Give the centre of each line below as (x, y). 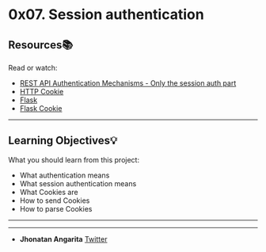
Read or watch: (33, 68)
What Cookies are (49, 192)
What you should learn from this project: (74, 159)
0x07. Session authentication (106, 15)
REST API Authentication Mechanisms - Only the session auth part (128, 83)
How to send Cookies (55, 200)
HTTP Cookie (42, 92)
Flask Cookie (41, 108)
